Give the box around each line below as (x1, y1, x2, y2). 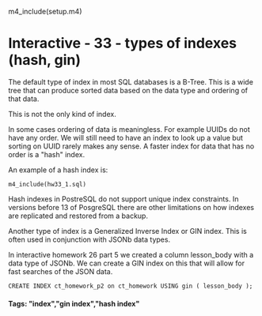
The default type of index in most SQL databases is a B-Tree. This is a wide (8, 77, 253, 86)
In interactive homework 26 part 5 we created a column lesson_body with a (8, 250, 254, 259)
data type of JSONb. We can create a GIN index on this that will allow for (8, 258, 245, 268)
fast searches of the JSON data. (8, 266, 113, 276)
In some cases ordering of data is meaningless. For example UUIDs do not (8, 124, 251, 134)
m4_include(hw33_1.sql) (8, 180, 87, 188)
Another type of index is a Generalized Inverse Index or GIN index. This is (8, 226, 247, 235)
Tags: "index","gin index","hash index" (8, 299, 140, 308)
